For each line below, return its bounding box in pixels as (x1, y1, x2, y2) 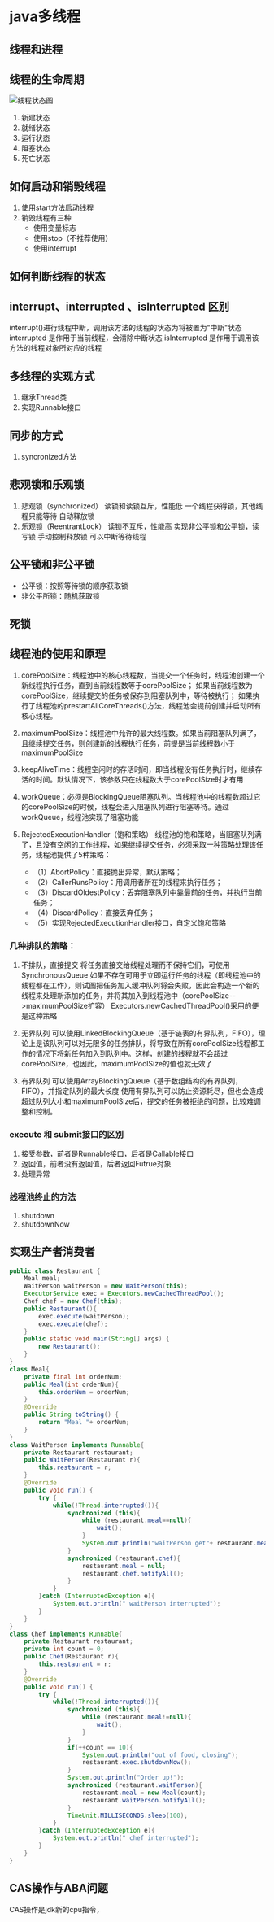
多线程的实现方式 (9, 369, 95, 383)
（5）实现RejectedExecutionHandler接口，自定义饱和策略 (33, 917, 227, 927)
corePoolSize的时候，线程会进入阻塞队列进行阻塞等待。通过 (28, 802, 230, 812)
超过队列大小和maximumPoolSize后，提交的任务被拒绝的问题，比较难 (20, 1096, 254, 1106)
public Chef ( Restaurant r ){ (24, 1653, 119, 1661)
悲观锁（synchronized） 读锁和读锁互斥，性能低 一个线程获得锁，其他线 (20, 501, 263, 511)
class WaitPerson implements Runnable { (9, 1440, 145, 1449)
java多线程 (9, 7, 81, 26)
